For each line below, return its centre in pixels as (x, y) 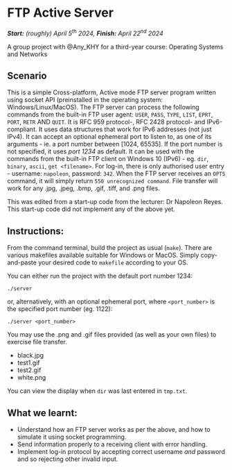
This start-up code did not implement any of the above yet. (91, 209)
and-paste (22, 262)
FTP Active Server (61, 13)
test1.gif (28, 363)
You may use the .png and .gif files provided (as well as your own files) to (112, 335)
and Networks (27, 54)
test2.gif (29, 370)
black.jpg (30, 355)
